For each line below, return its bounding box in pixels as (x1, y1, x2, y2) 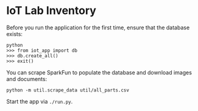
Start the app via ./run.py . (6, 98, 73, 105)
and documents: (6, 75, 48, 82)
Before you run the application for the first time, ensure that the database (6, 24, 190, 31)
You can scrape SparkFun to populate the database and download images (6, 68, 192, 76)
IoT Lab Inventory (6, 4, 96, 18)
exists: (6, 30, 23, 37)
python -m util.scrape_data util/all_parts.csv (6, 87, 130, 93)
